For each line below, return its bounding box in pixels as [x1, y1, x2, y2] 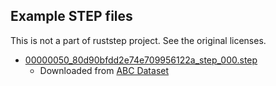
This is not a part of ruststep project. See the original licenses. [10, 34, 267, 46]
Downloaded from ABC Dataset [39, 64, 170, 76]
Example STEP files [10, 8, 133, 25]
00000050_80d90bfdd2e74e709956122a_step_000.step [24, 54, 258, 66]
